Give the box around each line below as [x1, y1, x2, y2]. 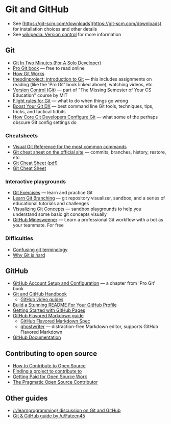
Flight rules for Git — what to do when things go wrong [12, 97, 129, 104]
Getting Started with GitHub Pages [12, 307, 86, 313]
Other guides [5, 394, 48, 403]
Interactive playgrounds [5, 178, 66, 185]
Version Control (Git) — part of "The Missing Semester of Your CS [12, 87, 152, 93]
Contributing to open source [5, 349, 97, 358]
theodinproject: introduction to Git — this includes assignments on [12, 76, 152, 82]
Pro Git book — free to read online [12, 65, 85, 71]
